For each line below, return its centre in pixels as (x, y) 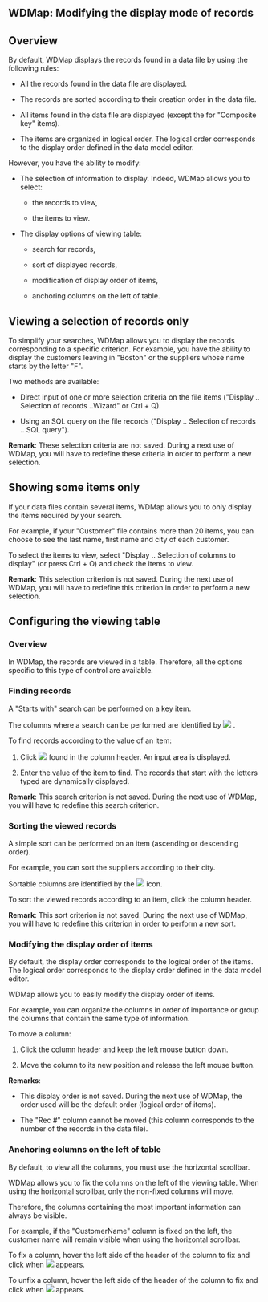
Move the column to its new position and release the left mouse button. (137, 1065)
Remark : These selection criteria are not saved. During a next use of (122, 445)
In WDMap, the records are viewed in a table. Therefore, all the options (125, 662)
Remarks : (25, 1081)
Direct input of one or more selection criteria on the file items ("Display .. (140, 397)
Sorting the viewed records (63, 825)
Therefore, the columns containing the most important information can (125, 1207)
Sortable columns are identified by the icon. (85, 884)
